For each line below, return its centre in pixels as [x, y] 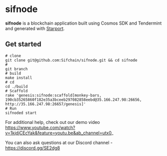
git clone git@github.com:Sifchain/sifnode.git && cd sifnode [71, 60]
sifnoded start [21, 113]
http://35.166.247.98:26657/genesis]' [45, 104]
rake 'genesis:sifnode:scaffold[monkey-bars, [53, 95]
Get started [23, 44]
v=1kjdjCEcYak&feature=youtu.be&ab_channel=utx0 [58, 133]
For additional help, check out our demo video [52, 122]
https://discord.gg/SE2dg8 [32, 148]
